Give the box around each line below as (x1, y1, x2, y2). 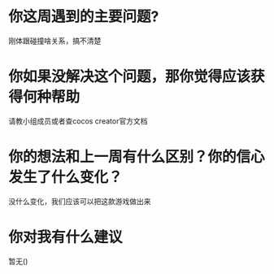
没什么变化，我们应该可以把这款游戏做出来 (8, 196, 151, 206)
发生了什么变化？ (8, 168, 124, 187)
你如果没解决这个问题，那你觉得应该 (8, 67, 251, 86)
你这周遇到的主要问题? (8, 7, 159, 26)
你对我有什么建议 (8, 228, 124, 246)
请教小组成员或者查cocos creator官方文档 (8, 115, 148, 126)
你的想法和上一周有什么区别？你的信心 (8, 148, 266, 167)
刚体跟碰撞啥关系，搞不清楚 (8, 36, 102, 46)
